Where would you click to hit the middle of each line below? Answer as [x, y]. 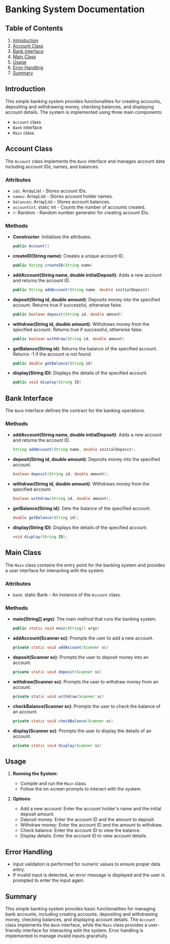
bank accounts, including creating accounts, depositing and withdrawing [81, 914]
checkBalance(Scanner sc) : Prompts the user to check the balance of [87, 706]
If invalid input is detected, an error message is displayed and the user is [89, 875]
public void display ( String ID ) [47, 382]
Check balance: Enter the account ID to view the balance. [80, 830]
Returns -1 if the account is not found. [52, 354]
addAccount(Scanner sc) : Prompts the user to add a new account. [83, 638]
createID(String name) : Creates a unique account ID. [68, 256]
